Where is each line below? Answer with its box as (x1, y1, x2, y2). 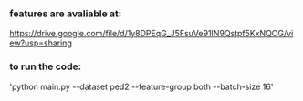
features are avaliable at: (9, 7, 122, 20)
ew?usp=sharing (9, 37, 73, 48)
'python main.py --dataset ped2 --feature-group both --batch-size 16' (9, 81, 274, 92)
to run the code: (9, 60, 82, 73)
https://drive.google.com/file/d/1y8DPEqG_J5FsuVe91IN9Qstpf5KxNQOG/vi (9, 28, 294, 39)
